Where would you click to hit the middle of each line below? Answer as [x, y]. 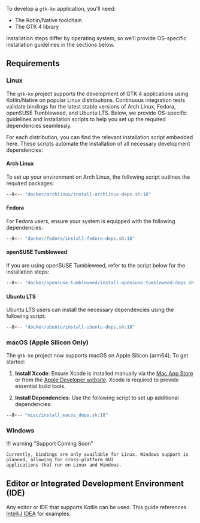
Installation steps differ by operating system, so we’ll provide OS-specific [96, 38]
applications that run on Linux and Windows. [64, 465]
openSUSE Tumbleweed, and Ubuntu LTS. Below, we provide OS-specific [97, 113]
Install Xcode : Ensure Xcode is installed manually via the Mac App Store [104, 374]
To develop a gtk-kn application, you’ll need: [61, 9]
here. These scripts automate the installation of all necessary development [98, 143]
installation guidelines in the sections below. [60, 45]
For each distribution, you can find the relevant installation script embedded [100, 137]
